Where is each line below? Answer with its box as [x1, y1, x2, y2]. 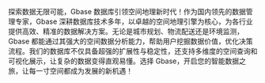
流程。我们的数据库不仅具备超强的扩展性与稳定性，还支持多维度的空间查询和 [8, 47, 258, 55]
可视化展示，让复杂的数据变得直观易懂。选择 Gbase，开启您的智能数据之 [8, 56, 247, 66]
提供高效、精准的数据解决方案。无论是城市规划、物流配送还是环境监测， [8, 27, 244, 36]
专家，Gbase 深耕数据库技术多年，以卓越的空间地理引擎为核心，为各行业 [14, 17, 253, 26]
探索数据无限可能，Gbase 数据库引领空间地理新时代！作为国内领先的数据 [8, 7, 247, 16]
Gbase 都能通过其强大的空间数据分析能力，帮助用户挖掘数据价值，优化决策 [8, 36, 253, 46]
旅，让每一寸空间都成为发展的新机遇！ [8, 66, 133, 75]
